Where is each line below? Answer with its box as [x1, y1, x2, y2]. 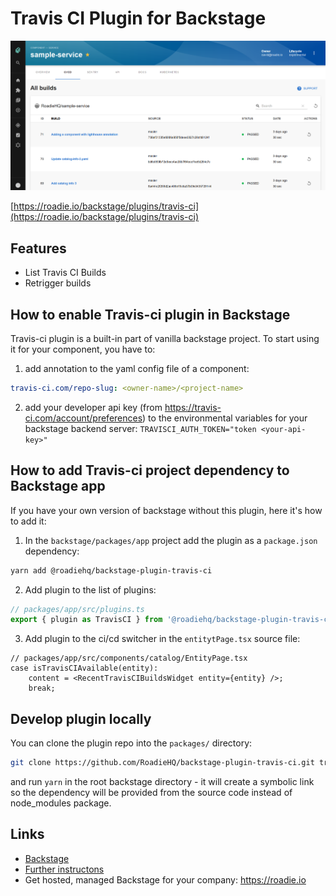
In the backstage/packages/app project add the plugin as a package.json [24, 534, 318, 546]
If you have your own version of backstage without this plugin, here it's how [10, 504, 323, 516]
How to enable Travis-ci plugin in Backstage [10, 306, 291, 323]
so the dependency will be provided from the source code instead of [10, 786, 293, 798]
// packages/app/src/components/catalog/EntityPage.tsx [10, 653, 248, 664]
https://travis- [164, 401, 222, 413]
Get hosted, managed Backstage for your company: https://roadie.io [24, 873, 307, 886]
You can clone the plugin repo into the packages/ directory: [10, 737, 253, 749]
